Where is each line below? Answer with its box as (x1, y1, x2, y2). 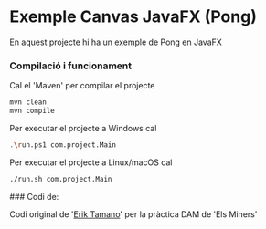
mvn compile (9, 107, 55, 116)
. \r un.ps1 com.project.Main (9, 140, 117, 150)
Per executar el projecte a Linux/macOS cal (9, 157, 173, 168)
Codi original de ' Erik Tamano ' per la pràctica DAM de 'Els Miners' (9, 208, 258, 220)
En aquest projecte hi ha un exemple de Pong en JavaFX (9, 36, 222, 47)
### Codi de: (9, 191, 59, 202)
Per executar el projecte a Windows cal (9, 122, 157, 133)
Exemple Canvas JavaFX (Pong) (9, 6, 258, 27)
